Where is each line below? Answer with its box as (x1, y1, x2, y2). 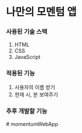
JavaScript (14, 54, 41, 61)
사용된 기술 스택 (6, 27, 48, 36)
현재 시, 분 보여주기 (14, 91, 58, 98)
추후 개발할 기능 (6, 107, 48, 115)
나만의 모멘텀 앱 (6, 5, 77, 19)
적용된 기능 (6, 69, 35, 78)
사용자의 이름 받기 (14, 83, 55, 90)
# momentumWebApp (6, 121, 58, 128)
